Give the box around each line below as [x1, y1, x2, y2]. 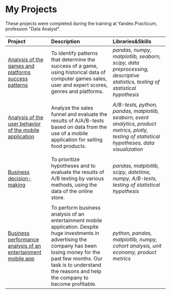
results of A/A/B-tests [50, 117, 104, 124]
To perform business [50, 204, 101, 211]
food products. [50, 142, 87, 150]
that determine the [50, 56, 95, 63]
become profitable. [50, 280, 97, 287]
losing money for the [50, 248, 101, 255]
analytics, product [112, 120, 157, 127]
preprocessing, [112, 65, 149, 72]
